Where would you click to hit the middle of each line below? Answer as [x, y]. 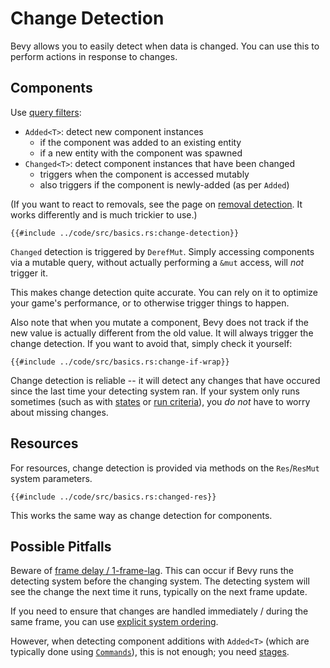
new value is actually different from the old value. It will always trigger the [162, 333]
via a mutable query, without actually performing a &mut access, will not [157, 262]
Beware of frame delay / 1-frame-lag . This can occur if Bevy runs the [152, 571]
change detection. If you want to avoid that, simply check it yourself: [151, 343]
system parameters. [51, 478]
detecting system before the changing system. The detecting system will [160, 581]
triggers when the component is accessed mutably [144, 174]
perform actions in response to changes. [94, 56]
